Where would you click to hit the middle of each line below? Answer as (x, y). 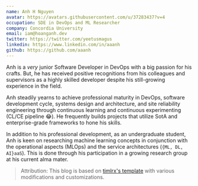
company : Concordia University (45, 28)
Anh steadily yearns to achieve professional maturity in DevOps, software (95, 97)
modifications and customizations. (62, 177)
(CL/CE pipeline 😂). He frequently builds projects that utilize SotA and (92, 116)
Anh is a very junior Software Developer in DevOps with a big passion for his (99, 67)
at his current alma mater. (37, 159)
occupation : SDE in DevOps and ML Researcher (63, 23)
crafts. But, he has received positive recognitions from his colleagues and (95, 73)
